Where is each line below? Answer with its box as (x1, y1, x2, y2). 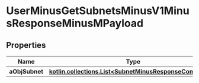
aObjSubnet (9, 68, 43, 75)
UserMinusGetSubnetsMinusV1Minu (6, 4, 190, 18)
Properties (6, 40, 46, 50)
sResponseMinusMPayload (6, 16, 144, 30)
